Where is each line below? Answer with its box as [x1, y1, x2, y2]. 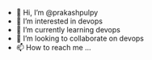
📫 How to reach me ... [15, 43, 91, 52]
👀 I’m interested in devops [15, 16, 103, 26]
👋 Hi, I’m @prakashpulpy [15, 8, 99, 17]
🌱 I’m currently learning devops [15, 25, 121, 34]
